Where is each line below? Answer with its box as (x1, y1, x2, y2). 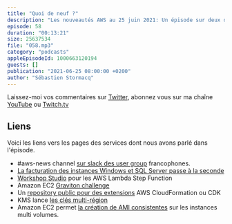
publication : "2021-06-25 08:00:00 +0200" (7, 68, 131, 74)
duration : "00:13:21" (7, 29, 70, 37)
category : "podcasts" (7, 49, 70, 56)
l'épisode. (7, 146, 36, 154)
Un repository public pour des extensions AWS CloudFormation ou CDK (17, 189, 221, 197)
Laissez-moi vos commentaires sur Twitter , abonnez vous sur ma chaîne (7, 93, 213, 101)
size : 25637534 (7, 36, 51, 43)
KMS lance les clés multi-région (17, 196, 108, 204)
